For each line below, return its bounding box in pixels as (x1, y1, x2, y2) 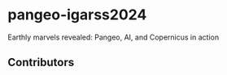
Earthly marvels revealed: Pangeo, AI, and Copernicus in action (7, 32, 220, 42)
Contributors (7, 56, 75, 69)
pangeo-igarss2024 (7, 6, 147, 24)
